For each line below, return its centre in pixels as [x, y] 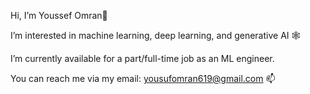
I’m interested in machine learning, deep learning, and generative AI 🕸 [155, 35]
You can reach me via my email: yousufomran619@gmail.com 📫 [143, 78]
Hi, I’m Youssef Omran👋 [59, 15]
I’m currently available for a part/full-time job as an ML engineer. [142, 58]
